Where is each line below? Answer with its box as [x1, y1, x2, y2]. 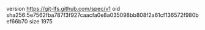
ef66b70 [6, 18, 28, 25]
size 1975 [29, 18, 53, 25]
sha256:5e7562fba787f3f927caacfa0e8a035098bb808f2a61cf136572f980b [6, 11, 199, 19]
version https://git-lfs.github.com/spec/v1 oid [6, 5, 121, 12]
